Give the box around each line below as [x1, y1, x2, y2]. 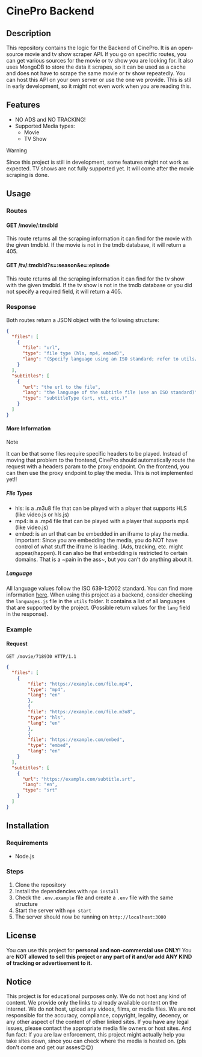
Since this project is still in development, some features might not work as [6, 158, 189, 166]
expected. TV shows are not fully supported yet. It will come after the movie [6, 164, 194, 172]
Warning [6, 146, 27, 154]
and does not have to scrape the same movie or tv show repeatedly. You [6, 70, 186, 76]
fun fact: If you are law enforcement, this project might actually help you [6, 1031, 185, 1038]
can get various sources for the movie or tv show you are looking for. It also [6, 57, 194, 64]
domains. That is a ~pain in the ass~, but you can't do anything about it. [14, 556, 194, 563]
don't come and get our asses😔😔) [6, 1044, 93, 1051]
